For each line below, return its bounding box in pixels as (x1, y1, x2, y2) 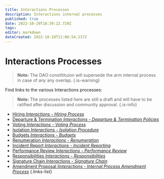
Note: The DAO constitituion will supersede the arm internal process (17, 72, 156, 78)
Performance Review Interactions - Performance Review (12, 148, 127, 153)
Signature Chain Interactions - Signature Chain (12, 158, 107, 164)
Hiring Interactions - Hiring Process (12, 111, 85, 117)
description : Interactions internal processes (5, 12, 102, 17)
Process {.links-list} (12, 168, 53, 175)
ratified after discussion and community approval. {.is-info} (17, 101, 137, 107)
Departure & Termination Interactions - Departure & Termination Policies (12, 116, 159, 122)
